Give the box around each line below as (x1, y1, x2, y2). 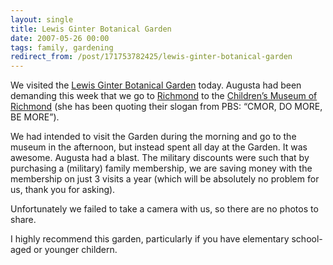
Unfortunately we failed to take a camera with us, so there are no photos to (10, 203, 319, 215)
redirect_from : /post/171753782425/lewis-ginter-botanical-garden (10, 52, 293, 62)
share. (10, 214, 37, 226)
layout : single (10, 14, 74, 25)
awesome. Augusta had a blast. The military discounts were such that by (10, 152, 310, 164)
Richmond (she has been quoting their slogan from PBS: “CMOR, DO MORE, (10, 101, 323, 113)
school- (291, 233, 323, 245)
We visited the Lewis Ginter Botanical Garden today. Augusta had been (10, 79, 302, 91)
